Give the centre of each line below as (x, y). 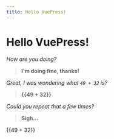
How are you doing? (32, 59)
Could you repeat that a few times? (50, 106)
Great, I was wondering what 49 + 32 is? (57, 82)
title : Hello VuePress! (36, 12)
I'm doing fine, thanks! (50, 71)
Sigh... (30, 118)
